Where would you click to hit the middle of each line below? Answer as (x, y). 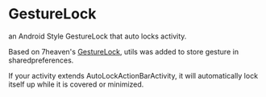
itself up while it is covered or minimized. (76, 84)
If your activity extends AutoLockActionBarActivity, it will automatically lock (133, 75)
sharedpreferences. (41, 60)
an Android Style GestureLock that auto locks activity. (98, 36)
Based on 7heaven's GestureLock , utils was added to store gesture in (124, 51)
